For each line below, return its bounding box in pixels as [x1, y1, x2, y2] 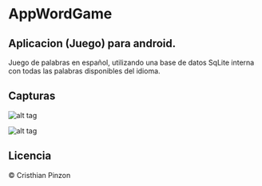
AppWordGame [8, 5, 113, 23]
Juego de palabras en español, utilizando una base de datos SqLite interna [8, 57, 255, 67]
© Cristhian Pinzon [8, 170, 71, 180]
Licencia [8, 149, 52, 163]
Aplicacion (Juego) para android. [8, 37, 177, 50]
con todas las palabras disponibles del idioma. [8, 66, 161, 76]
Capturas [8, 89, 56, 103]
